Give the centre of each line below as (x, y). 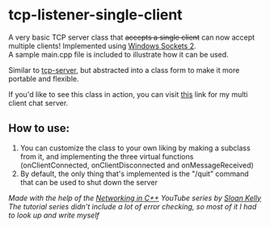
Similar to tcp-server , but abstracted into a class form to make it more (124, 70)
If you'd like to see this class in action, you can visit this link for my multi (128, 94)
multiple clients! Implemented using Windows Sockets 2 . (102, 45)
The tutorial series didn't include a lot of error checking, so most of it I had (133, 206)
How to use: (39, 128)
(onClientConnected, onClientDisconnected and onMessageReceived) (137, 165)
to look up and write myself (54, 215)
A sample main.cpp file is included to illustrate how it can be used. (118, 54)
